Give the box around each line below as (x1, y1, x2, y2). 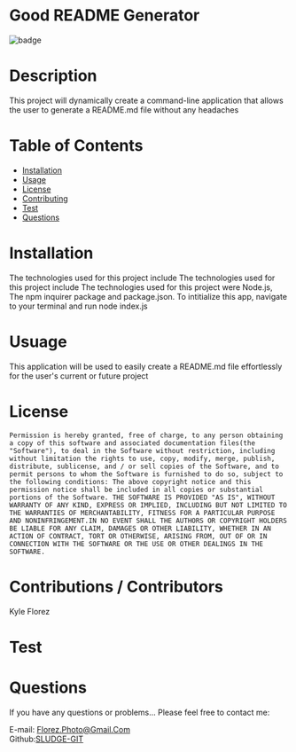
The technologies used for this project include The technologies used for (9, 272, 276, 283)
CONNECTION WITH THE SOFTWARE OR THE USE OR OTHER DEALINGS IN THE (9, 539, 264, 548)
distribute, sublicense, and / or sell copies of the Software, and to (9, 462, 279, 471)
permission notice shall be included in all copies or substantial (9, 485, 264, 494)
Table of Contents (9, 136, 144, 156)
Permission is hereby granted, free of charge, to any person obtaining (9, 431, 284, 440)
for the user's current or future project (9, 370, 149, 381)
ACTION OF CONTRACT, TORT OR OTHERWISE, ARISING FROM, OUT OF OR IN (9, 531, 268, 541)
